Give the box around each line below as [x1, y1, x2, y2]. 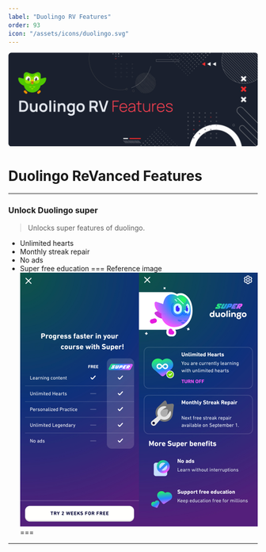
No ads [19, 255, 44, 265]
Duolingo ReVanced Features [8, 167, 203, 185]
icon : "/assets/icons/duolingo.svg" [8, 29, 129, 37]
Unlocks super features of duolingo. [27, 223, 146, 232]
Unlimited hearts [19, 238, 74, 247]
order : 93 [8, 21, 41, 29]
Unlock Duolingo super [8, 205, 99, 216]
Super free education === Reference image [19, 263, 162, 273]
